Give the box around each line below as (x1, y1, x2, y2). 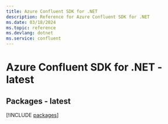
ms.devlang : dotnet (6, 30, 54, 36)
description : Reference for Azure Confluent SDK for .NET (6, 14, 150, 20)
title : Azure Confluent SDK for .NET (6, 8, 98, 15)
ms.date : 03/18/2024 (6, 19, 57, 25)
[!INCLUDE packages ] (6, 112, 59, 118)
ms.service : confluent (6, 36, 61, 41)
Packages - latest (6, 96, 71, 106)
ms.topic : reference (6, 24, 57, 31)
